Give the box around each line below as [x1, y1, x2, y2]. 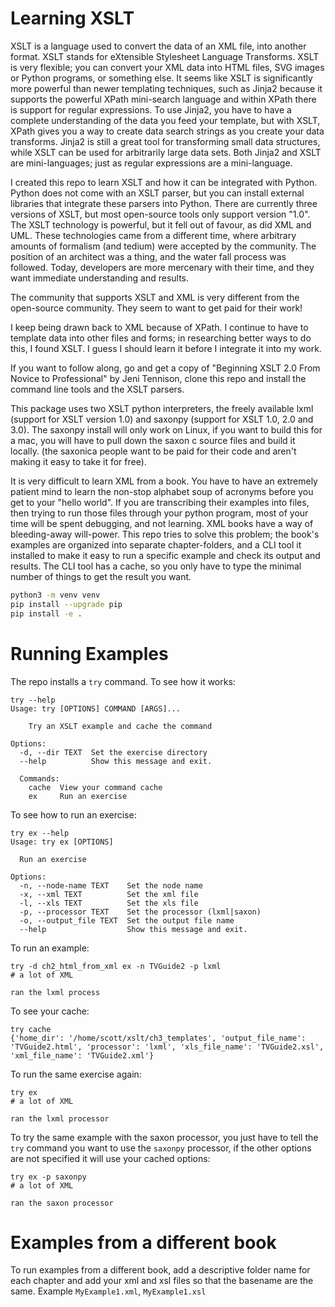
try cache [10, 1024, 52, 1034]
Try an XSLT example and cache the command [28, 721, 213, 731]
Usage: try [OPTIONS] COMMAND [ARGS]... [10, 703, 182, 714]
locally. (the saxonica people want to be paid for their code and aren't [10, 445, 297, 457]
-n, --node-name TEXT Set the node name [19, 880, 203, 891]
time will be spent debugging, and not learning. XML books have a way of [10, 517, 314, 529]
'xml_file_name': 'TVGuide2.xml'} [10, 1050, 155, 1061]
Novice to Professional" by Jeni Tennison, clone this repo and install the [10, 372, 307, 384]
